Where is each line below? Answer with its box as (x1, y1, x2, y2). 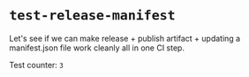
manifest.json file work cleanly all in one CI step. (9, 42, 185, 53)
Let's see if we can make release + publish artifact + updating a (9, 33, 241, 43)
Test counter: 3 (9, 59, 64, 70)
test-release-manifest (9, 7, 176, 24)
